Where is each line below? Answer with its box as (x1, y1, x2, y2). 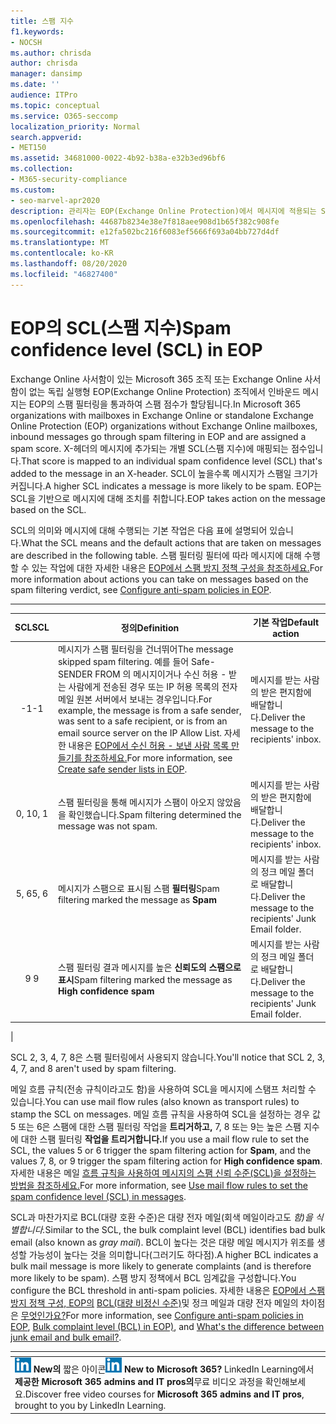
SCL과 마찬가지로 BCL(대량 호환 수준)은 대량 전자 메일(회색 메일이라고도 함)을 (10, 1211, 313, 1223)
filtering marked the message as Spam (57, 893, 217, 905)
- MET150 (10, 143, 47, 153)
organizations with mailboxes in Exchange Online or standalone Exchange (10, 409, 314, 421)
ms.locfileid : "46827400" (10, 269, 118, 279)
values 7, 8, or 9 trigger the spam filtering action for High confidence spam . (10, 1155, 323, 1167)
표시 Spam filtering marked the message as (57, 974, 233, 986)
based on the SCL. (10, 503, 87, 515)
